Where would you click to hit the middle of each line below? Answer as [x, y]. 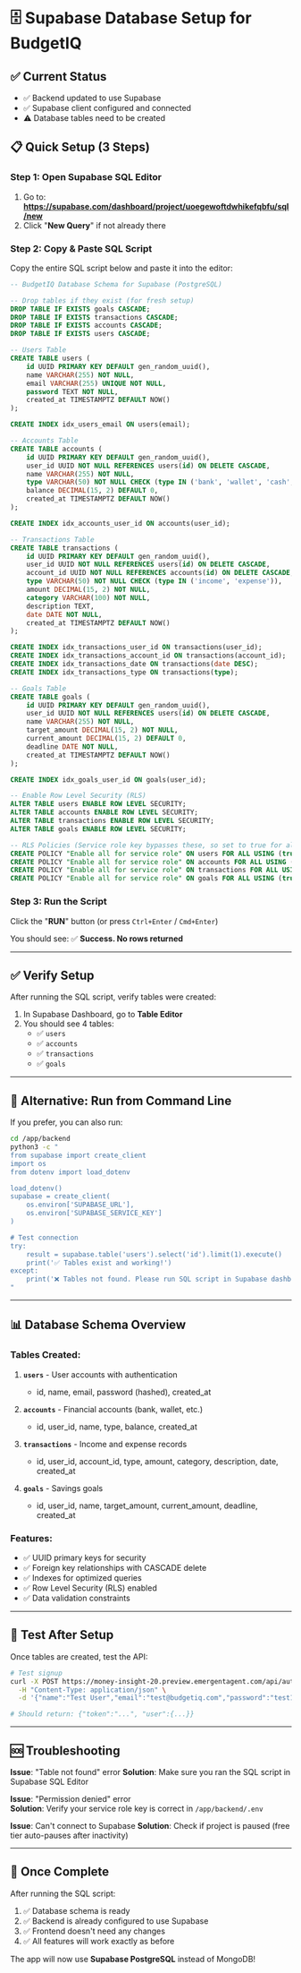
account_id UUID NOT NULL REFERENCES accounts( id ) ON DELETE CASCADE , [160, 573]
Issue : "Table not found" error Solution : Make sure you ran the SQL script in [150, 1772]
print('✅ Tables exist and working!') [99, 1263]
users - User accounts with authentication [100, 1374]
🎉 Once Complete [60, 1872]
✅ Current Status [59, 77]
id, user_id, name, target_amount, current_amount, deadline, [147, 1505]
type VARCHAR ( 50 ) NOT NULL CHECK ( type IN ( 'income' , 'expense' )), [154, 581]
